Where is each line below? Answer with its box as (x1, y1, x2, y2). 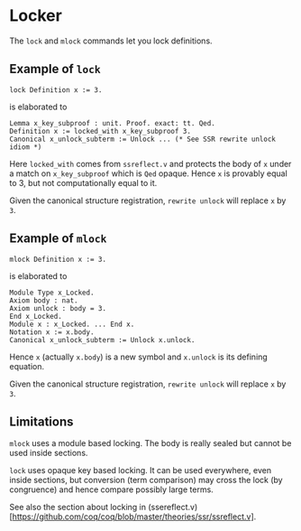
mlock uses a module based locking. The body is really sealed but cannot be (9, 438, 292, 449)
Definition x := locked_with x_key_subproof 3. (9, 126, 192, 135)
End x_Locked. (9, 312, 63, 321)
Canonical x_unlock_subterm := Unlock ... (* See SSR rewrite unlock (9, 135, 277, 144)
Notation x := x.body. (9, 327, 95, 337)
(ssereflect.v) (148, 502, 198, 513)
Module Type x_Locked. (9, 288, 95, 297)
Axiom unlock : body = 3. (9, 303, 106, 312)
